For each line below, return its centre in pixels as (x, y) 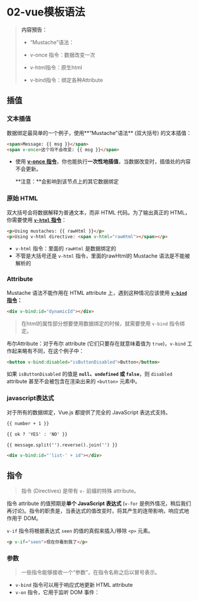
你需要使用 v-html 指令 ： (37, 220)
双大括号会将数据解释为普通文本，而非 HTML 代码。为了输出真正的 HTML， (98, 212)
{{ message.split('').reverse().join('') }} (62, 445)
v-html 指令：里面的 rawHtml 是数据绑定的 (66, 249)
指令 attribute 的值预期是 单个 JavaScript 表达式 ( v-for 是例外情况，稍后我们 (99, 503)
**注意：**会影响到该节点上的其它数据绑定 (67, 182)
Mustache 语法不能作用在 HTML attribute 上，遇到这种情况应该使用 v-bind (97, 293)
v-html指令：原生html (56, 67)
